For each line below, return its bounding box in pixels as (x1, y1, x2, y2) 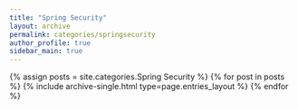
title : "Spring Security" (9, 13, 107, 23)
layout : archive (9, 22, 71, 31)
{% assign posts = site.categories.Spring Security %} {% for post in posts (9, 71, 285, 82)
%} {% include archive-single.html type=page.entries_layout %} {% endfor (9, 81, 289, 92)
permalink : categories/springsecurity (9, 30, 156, 39)
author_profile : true (9, 38, 91, 48)
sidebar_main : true (9, 47, 83, 56)
